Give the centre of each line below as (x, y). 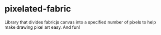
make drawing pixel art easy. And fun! (42, 27)
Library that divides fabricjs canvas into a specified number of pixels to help (80, 22)
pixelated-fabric (38, 9)
